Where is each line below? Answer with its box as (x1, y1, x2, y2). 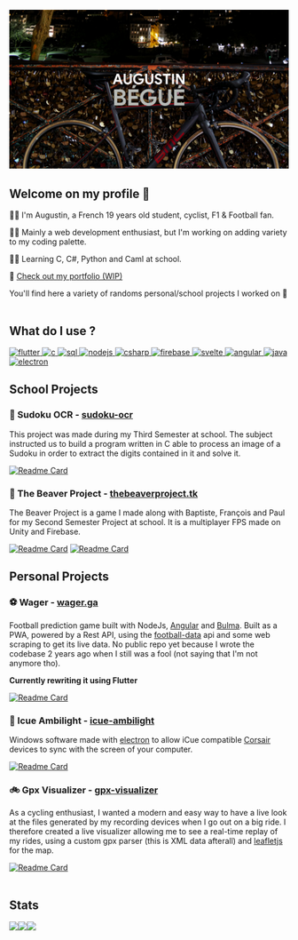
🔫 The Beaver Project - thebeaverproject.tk (9, 487, 198, 499)
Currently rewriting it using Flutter (9, 674, 138, 685)
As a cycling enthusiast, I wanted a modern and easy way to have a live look (9, 808, 287, 818)
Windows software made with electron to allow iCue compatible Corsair (9, 735, 271, 745)
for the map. (9, 845, 55, 856)
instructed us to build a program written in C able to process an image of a (9, 438, 281, 449)
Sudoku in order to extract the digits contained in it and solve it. (9, 448, 241, 458)
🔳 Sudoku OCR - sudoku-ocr (9, 409, 134, 421)
